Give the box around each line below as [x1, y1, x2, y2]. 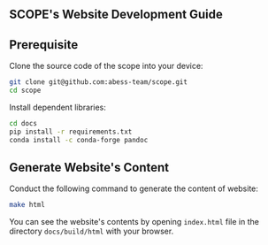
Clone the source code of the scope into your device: [9, 61, 203, 72]
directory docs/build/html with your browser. [9, 226, 174, 237]
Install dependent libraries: [9, 102, 106, 112]
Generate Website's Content [9, 159, 170, 175]
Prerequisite [9, 37, 79, 52]
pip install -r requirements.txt [9, 127, 133, 136]
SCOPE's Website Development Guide [9, 7, 223, 22]
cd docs [9, 119, 38, 127]
